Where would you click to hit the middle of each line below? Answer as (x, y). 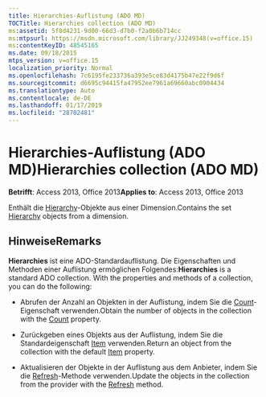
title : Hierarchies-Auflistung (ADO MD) (77, 16)
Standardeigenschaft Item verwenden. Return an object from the (126, 343)
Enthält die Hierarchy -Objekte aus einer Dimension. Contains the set (120, 207)
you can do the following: (50, 286)
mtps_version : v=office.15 (53, 61)
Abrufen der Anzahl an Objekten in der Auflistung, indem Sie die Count (137, 301)
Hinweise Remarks (55, 241)
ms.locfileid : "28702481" (51, 113)
